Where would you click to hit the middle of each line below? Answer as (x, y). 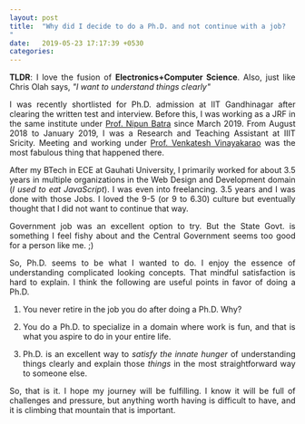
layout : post (34, 18)
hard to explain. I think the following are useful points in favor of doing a (152, 283)
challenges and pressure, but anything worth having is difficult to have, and (152, 400)
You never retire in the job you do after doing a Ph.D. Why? (132, 310)
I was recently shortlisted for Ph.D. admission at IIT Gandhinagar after (152, 104)
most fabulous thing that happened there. (87, 153)
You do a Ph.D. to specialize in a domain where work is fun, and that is (159, 327)
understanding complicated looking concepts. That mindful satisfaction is (152, 273)
